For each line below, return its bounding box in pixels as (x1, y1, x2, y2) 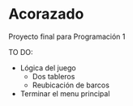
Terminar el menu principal (19, 88, 110, 98)
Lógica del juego (19, 62, 76, 73)
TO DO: (8, 47, 34, 57)
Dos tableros (32, 71, 75, 81)
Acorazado (8, 5, 84, 23)
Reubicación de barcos (32, 80, 109, 90)
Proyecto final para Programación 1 (8, 32, 126, 41)
